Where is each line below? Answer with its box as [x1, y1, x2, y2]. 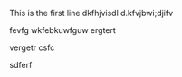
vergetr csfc [9, 42, 55, 53]
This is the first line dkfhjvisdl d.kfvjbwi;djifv [9, 8, 174, 18]
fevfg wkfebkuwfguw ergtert [9, 25, 116, 35]
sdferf [9, 60, 33, 70]
